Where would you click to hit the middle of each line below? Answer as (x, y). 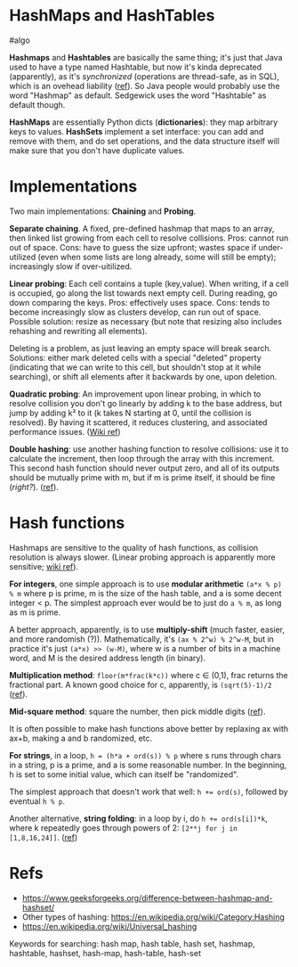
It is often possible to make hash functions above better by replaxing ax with (149, 728)
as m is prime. (35, 612)
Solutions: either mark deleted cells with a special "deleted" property (136, 357)
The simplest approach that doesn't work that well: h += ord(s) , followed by (149, 791)
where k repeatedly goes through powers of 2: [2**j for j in (123, 828)
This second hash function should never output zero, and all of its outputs (145, 468)
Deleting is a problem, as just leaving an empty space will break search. (141, 348)
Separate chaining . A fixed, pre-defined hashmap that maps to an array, (142, 228)
